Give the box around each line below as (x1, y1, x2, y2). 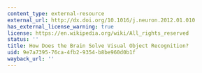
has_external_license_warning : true (7, 23, 114, 30)
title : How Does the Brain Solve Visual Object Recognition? (7, 42, 189, 49)
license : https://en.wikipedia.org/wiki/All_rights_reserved (7, 29, 189, 37)
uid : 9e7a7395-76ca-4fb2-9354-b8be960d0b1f (7, 49, 136, 56)
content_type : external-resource (7, 10, 105, 17)
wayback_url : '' (7, 56, 55, 63)
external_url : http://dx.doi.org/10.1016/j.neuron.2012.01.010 (7, 17, 196, 24)
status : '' (7, 36, 39, 43)
